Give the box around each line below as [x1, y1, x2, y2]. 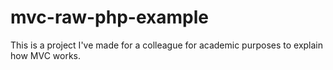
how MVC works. [10, 49, 82, 61]
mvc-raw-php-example [10, 6, 209, 29]
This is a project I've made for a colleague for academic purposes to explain [10, 39, 324, 51]
